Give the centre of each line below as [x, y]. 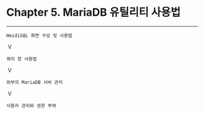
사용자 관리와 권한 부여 [31, 106]
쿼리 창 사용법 [22, 59]
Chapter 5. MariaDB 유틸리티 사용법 [93, 12]
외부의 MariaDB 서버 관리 [35, 82]
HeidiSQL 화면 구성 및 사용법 [39, 36]
